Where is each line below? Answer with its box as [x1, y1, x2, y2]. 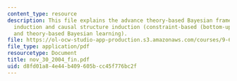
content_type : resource [7, 10, 78, 18]
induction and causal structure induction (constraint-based [13, 23, 197, 30]
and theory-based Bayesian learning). [13, 30, 128, 37]
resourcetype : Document [7, 50, 78, 57]
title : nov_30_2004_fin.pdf [7, 56, 90, 63]
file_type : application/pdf [7, 43, 90, 50]
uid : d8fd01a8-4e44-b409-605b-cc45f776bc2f [7, 63, 138, 70]
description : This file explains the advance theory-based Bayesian [7, 17, 213, 24]
